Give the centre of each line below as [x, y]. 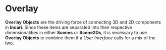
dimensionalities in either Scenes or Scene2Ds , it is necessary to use [76, 32]
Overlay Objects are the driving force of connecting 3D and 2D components [83, 22]
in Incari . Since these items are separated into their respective [69, 27]
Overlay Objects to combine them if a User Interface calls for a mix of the [81, 38]
